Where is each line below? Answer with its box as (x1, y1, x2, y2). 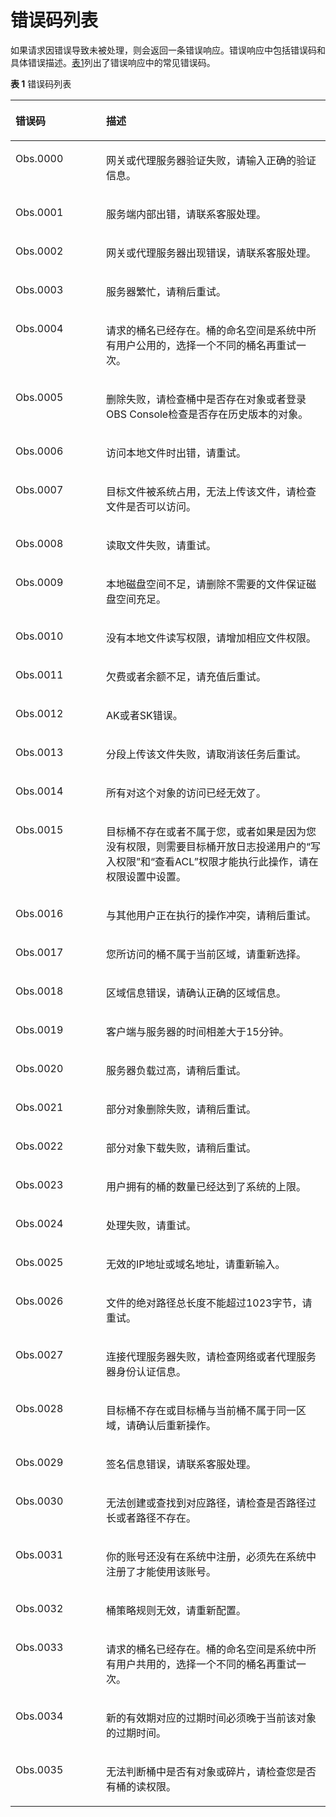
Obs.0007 (15, 482, 64, 496)
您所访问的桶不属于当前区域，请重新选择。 (105, 947, 307, 961)
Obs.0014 (15, 784, 64, 798)
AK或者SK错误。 (105, 708, 183, 722)
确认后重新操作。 (135, 1418, 217, 1432)
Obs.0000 (15, 151, 64, 165)
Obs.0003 (15, 282, 64, 296)
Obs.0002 (15, 244, 64, 258)
